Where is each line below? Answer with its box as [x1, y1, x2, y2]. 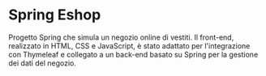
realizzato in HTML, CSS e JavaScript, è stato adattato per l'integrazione [8, 40, 251, 50]
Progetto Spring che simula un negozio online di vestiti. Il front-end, [8, 32, 234, 42]
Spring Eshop [8, 6, 101, 24]
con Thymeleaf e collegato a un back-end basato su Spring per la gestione [8, 49, 259, 59]
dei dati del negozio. [8, 58, 77, 68]
